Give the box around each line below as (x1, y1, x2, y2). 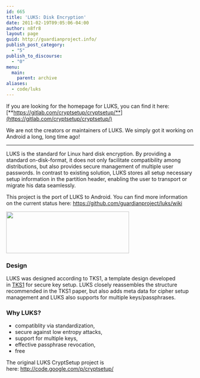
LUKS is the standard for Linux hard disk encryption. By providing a (6, 150, 171, 157)
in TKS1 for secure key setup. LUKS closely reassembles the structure (6, 281, 177, 289)
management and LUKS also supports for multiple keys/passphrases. (6, 294, 176, 301)
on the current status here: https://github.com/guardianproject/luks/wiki (6, 199, 183, 207)
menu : (6, 64, 20, 70)
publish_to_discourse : (6, 53, 62, 59)
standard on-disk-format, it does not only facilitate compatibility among (6, 156, 181, 164)
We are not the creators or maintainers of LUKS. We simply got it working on (6, 126, 193, 134)
